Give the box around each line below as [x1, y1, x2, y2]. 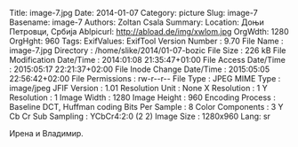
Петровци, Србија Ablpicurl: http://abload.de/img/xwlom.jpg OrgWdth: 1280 [9, 27, 289, 36]
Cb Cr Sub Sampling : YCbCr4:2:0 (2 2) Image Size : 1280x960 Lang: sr [9, 111, 271, 121]
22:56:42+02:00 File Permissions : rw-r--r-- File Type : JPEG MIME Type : [9, 73, 281, 83]
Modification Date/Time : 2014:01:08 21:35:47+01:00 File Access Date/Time [9, 55, 286, 65]
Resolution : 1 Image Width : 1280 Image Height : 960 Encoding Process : [9, 92, 276, 103]
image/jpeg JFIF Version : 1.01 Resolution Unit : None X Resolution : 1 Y [9, 83, 269, 93]
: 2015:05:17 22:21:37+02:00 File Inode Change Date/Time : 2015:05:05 [9, 64, 270, 74]
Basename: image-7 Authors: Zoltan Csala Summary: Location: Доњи [9, 17, 264, 27]
